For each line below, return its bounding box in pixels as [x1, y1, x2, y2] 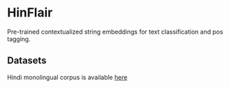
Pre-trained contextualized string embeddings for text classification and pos [7, 27, 224, 36]
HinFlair [7, 5, 53, 21]
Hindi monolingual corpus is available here [7, 73, 127, 81]
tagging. [7, 34, 31, 43]
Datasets [7, 55, 47, 67]
